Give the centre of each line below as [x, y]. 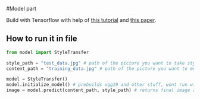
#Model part [21, 9]
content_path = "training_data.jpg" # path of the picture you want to [97, 68]
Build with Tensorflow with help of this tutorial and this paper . [81, 20]
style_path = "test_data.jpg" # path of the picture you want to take [96, 63]
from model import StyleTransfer [48, 52]
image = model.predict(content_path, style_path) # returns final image [98, 90]
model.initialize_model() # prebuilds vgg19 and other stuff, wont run [97, 85]
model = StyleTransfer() [37, 79]
